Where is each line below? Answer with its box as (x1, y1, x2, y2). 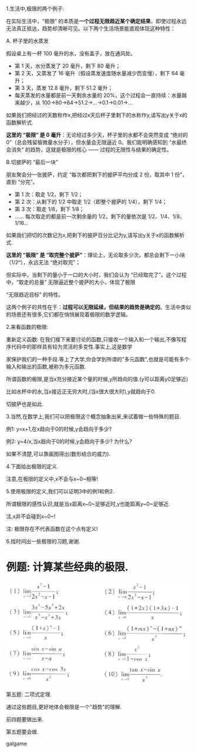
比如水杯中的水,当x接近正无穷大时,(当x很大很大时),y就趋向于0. (6, 388, 156, 395)
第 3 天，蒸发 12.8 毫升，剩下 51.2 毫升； (14, 85, 113, 91)
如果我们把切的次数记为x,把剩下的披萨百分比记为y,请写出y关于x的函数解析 (6, 231, 185, 238)
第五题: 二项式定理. (6, 691, 52, 698)
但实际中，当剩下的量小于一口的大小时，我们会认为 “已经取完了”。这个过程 (6, 271, 187, 278)
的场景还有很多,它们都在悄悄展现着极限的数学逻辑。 (6, 311, 131, 318)
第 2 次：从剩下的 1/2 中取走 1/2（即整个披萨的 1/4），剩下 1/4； (14, 199, 168, 205)
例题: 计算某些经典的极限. (6, 560, 129, 574)
